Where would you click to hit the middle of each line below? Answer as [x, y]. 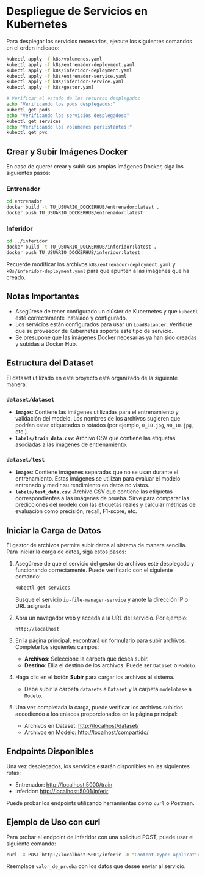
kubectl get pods [28, 110]
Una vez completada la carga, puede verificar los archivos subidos [99, 707]
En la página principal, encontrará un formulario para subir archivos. [101, 640]
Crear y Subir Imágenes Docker [67, 152]
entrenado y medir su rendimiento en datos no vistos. [82, 485]
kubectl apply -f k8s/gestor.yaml [50, 88]
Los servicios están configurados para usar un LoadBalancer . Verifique [103, 324]
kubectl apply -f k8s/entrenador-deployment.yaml [71, 65]
